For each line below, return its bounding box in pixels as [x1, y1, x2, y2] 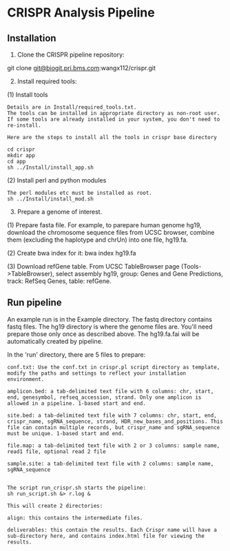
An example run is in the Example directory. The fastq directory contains [7, 315, 212, 323]
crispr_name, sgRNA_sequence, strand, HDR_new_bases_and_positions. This [7, 418, 224, 425]
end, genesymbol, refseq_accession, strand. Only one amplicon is [7, 394, 202, 401]
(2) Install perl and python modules [7, 176, 107, 184]
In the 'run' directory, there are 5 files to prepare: [7, 350, 146, 359]
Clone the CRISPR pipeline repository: [17, 50, 125, 59]
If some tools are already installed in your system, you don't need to [7, 116, 220, 123]
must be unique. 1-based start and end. [7, 430, 125, 437]
